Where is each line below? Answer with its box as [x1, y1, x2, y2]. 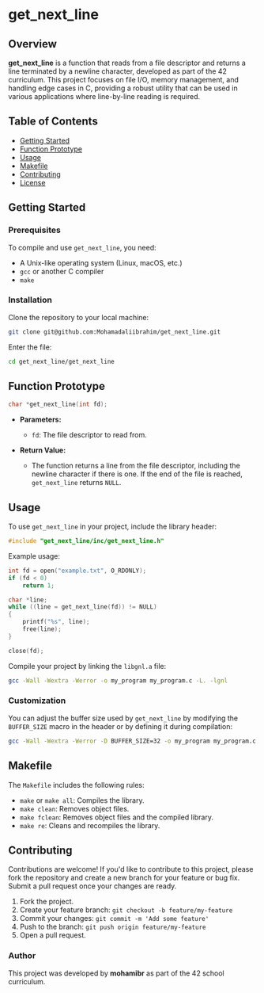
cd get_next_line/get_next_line [8, 357, 115, 365]
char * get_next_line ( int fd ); [8, 400, 108, 409]
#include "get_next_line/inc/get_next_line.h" [8, 537, 164, 545]
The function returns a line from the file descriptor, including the [31, 461, 241, 471]
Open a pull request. [19, 930, 87, 940]
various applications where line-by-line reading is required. [8, 92, 201, 101]
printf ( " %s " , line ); [22, 618, 90, 626]
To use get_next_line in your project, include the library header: [8, 521, 217, 532]
